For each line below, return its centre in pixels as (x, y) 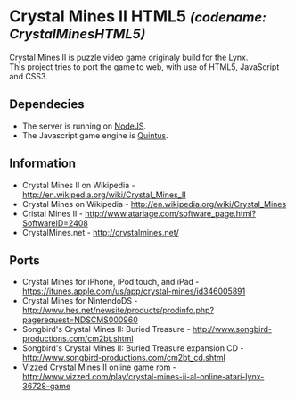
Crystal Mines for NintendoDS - (80, 301)
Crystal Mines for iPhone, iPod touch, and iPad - (111, 282)
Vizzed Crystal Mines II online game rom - (99, 367)
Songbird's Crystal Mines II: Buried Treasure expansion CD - (133, 348)
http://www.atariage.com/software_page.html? (170, 213)
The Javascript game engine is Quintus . (95, 135)
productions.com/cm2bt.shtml (78, 339)
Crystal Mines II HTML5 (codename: (138, 17)
